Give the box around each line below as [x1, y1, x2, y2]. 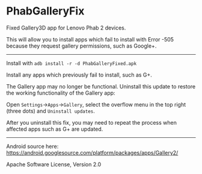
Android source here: [6, 143, 59, 150]
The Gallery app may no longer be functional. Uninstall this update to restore [6, 82, 196, 90]
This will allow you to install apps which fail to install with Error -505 [6, 36, 174, 43]
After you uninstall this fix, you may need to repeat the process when [6, 119, 177, 126]
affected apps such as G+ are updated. [6, 125, 103, 132]
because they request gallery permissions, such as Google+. [6, 42, 157, 49]
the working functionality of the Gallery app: [6, 89, 115, 96]
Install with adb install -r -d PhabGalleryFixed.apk [6, 59, 137, 67]
